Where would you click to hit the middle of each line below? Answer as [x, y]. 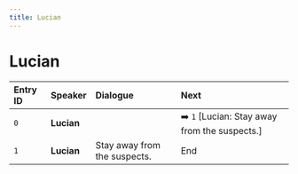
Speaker [68, 95]
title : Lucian [35, 17]
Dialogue [115, 95]
